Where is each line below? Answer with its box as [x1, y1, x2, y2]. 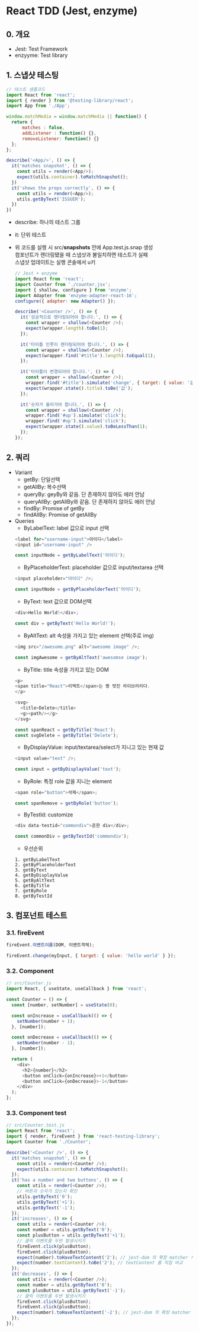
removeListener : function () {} [21, 135, 99, 142]
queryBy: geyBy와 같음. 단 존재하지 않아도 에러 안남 [23, 491, 145, 498]
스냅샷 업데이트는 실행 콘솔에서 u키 [14, 259, 96, 266]
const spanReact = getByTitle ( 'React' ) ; [14, 727, 116, 733]
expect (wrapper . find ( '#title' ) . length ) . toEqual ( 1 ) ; [25, 352, 156, 358]
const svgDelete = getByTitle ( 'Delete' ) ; [14, 732, 119, 738]
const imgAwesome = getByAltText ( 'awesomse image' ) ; [14, 654, 148, 660]
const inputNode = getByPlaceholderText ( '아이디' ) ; [14, 586, 142, 593]
